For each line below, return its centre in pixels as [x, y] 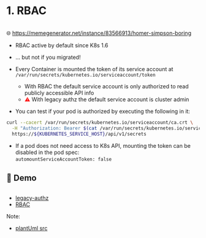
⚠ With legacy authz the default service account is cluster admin [107, 99]
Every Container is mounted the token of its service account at [94, 69]
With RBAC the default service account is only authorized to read [106, 86]
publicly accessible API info [59, 93]
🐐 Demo [21, 178]
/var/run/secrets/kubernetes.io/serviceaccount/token [85, 75]
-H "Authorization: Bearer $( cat [55, 128]
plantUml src [31, 228]
